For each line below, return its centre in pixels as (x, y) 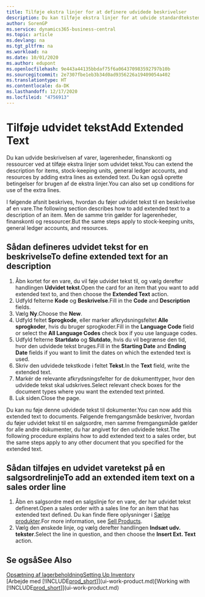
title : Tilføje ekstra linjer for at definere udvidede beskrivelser (97, 12)
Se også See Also (39, 560)
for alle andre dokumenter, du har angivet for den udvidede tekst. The (93, 429)
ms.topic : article (30, 35)
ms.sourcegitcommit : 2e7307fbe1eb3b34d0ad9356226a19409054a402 (88, 75)
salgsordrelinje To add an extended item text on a (101, 477)
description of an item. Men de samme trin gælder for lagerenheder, (92, 215)
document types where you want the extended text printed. (90, 391)
